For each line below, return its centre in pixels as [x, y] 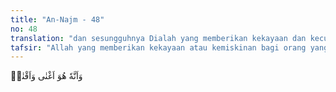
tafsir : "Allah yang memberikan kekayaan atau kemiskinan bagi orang [158, 47]
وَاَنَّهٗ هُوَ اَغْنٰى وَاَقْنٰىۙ [46, 76]
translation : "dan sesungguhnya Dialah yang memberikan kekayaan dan [158, 38]
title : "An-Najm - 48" [57, 19]
